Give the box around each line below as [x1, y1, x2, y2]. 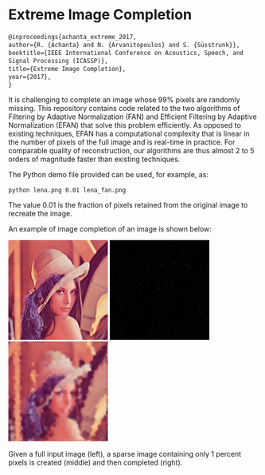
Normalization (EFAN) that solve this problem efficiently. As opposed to [8, 120, 241, 129]
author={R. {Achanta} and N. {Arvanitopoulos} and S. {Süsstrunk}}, [8, 41, 240, 49]
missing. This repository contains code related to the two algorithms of [8, 103, 240, 113]
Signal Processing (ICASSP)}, [8, 57, 109, 65]
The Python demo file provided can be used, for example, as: [8, 169, 209, 179]
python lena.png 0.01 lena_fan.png [8, 186, 127, 194]
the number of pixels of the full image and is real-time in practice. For [8, 137, 236, 147]
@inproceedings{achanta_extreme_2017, [8, 33, 137, 41]
